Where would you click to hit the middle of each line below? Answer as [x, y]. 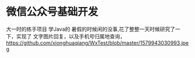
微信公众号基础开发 [52, 12]
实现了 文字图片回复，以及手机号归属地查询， [71, 36]
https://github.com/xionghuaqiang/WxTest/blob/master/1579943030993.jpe [97, 43]
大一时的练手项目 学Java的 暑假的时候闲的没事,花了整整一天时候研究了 [91, 29]
